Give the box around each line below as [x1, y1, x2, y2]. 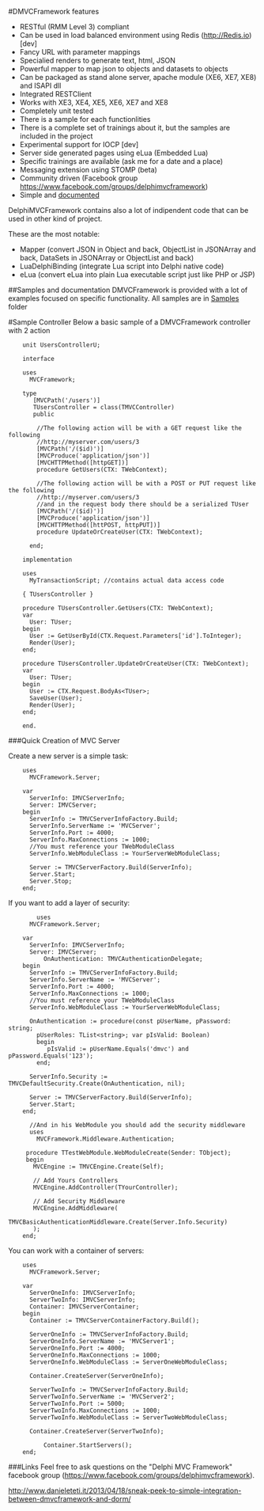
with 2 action [8, 326, 51, 335]
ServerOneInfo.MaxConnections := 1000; [28, 1351, 160, 1359]
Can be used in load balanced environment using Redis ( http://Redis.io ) [19, 31, 252, 40]
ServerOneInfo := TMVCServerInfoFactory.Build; [28, 1331, 190, 1338]
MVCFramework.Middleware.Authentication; [36, 1135, 175, 1143]
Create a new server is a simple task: [8, 751, 129, 761]
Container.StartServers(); [43, 1441, 133, 1449]
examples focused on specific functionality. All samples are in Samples [8, 294, 239, 303]
